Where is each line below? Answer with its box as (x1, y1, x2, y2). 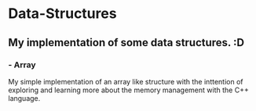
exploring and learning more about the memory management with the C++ (8, 85, 249, 95)
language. (8, 93, 41, 102)
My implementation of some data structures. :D (8, 36, 245, 49)
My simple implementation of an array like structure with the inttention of (8, 77, 243, 86)
